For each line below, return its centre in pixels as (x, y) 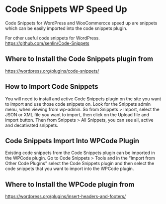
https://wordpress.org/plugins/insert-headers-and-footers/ (66, 197)
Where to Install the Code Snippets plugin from (79, 59)
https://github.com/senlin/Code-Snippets (47, 43)
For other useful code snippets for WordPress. (53, 38)
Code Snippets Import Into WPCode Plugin (72, 141)
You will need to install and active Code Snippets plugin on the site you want (83, 99)
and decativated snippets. (32, 125)
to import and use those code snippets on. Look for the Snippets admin (78, 104)
